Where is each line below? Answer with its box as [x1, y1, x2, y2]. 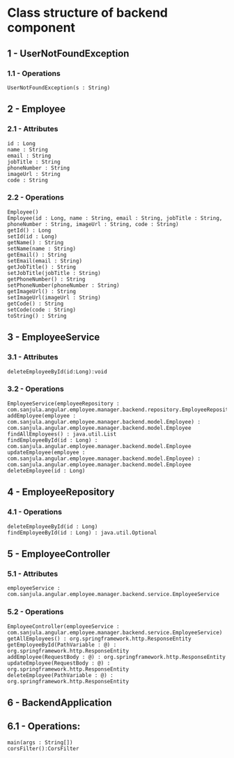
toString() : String [7, 312, 68, 319]
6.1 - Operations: [7, 720, 81, 732]
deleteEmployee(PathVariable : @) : [7, 671, 114, 678]
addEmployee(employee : [7, 412, 77, 419]
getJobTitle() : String [7, 263, 77, 270]
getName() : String [7, 239, 64, 246]
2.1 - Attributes [7, 124, 58, 134]
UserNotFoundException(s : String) [7, 84, 111, 91]
